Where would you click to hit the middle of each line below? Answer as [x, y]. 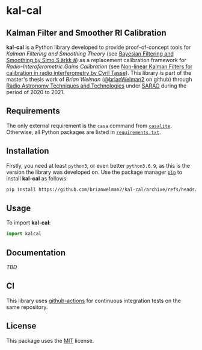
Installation [28, 151]
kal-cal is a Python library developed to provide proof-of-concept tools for [99, 47]
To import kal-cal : [29, 223]
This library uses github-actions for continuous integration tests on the [94, 301]
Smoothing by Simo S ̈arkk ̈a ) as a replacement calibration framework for [96, 60]
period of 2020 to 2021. [35, 92]
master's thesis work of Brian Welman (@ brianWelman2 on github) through [99, 79]
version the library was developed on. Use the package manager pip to [94, 172]
